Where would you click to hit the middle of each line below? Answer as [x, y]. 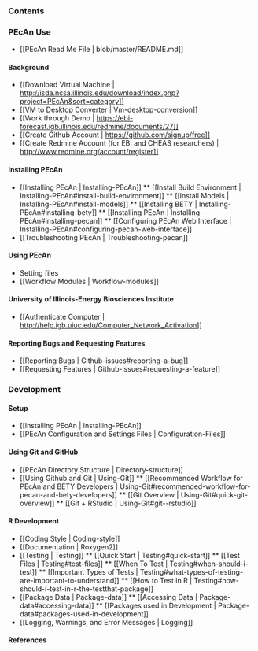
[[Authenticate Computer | [62, 317]
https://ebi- [115, 118]
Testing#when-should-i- [209, 564]
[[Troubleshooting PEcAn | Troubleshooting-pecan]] [104, 237]
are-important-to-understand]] [69, 580]
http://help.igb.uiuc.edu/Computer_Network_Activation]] [111, 325]
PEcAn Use [29, 31]
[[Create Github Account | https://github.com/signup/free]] [115, 135]
